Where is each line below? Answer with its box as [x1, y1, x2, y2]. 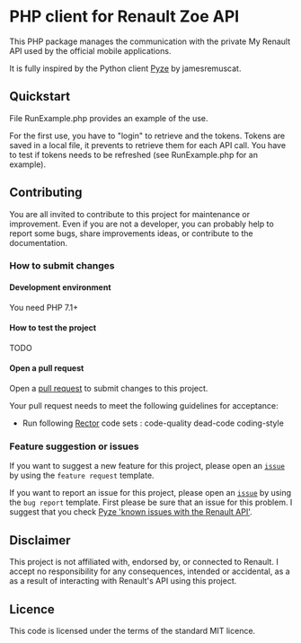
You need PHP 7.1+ [9, 302, 79, 313]
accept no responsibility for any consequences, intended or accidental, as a [9, 566, 290, 577]
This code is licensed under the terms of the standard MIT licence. [9, 626, 256, 637]
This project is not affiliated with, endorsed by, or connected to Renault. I [9, 557, 279, 568]
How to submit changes [9, 260, 115, 272]
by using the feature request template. [9, 470, 155, 481]
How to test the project [9, 322, 97, 333]
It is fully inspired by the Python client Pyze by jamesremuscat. [9, 63, 242, 74]
